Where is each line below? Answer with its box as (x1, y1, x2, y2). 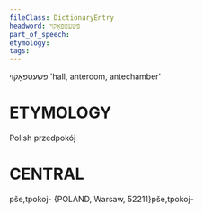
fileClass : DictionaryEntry (9, 13, 115, 22)
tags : (9, 47, 30, 56)
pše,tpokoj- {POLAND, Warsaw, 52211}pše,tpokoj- (9, 194, 195, 204)
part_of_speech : (9, 30, 70, 39)
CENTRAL (9, 164, 84, 184)
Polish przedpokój (9, 132, 76, 144)
